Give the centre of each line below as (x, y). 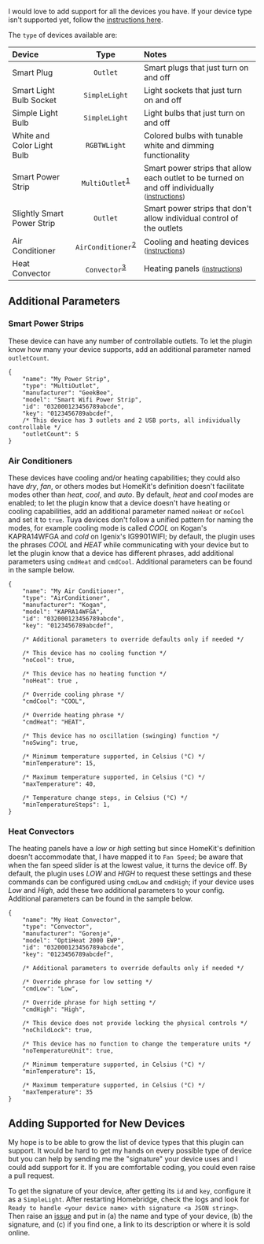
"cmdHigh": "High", (54, 1010)
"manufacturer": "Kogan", (65, 605)
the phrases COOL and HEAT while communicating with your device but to (128, 544)
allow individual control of (191, 218)
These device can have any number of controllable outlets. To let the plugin (130, 341)
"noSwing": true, (51, 742)
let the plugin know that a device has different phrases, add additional (121, 553)
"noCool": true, (49, 660)
